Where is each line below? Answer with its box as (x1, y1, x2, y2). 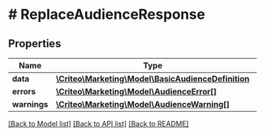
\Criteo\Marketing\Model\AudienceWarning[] (55, 99, 230, 109)
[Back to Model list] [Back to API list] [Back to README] (8, 119, 189, 128)
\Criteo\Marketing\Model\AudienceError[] (55, 86, 217, 97)
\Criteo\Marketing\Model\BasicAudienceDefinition (55, 73, 250, 84)
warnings (12, 99, 49, 109)
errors (12, 86, 36, 97)
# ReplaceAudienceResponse (8, 6, 206, 24)
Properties (8, 37, 62, 50)
